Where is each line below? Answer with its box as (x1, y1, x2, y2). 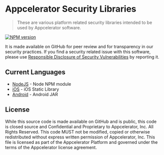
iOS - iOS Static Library (12, 86, 59, 92)
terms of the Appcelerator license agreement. (5, 144, 97, 150)
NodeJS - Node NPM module (12, 81, 71, 87)
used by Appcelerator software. (17, 24, 81, 30)
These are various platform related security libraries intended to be (17, 19, 153, 25)
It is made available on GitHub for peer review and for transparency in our (5, 43, 153, 49)
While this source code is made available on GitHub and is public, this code (5, 118, 157, 124)
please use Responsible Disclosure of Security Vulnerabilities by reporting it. (5, 54, 160, 59)
